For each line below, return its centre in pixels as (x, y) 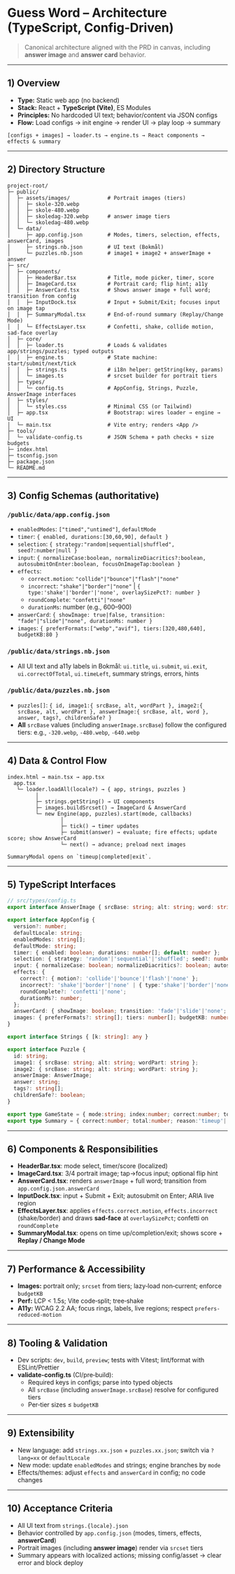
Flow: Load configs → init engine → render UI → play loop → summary (119, 122)
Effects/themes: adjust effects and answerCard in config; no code (112, 1472)
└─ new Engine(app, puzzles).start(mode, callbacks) (114, 814)
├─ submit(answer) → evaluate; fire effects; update (139, 832)
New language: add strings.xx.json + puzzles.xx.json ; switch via (113, 1450)
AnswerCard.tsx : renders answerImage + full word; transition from (112, 1181)
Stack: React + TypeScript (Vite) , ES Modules (84, 107)
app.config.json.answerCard (58, 1189)
